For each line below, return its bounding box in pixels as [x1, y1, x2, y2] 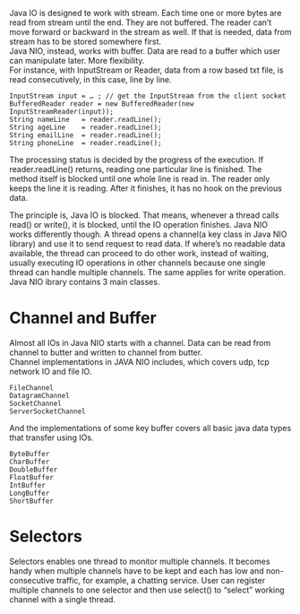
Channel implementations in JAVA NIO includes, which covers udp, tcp [9, 356, 270, 367]
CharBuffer [9, 457, 50, 466]
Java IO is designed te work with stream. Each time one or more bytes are [9, 8, 282, 18]
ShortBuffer [9, 497, 54, 506]
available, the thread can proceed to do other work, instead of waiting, [9, 248, 269, 258]
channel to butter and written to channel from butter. [9, 347, 203, 358]
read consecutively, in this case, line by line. [9, 74, 172, 84]
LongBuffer [9, 489, 50, 497]
